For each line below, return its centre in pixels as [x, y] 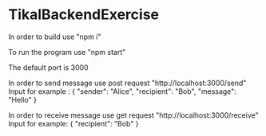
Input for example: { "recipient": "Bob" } [73, 123]
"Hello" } [23, 99]
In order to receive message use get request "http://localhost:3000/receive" [133, 115]
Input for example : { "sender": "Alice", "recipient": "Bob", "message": [123, 91]
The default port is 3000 [49, 67]
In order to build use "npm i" [55, 37]
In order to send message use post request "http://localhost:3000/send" [127, 83]
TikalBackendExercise [84, 15]
